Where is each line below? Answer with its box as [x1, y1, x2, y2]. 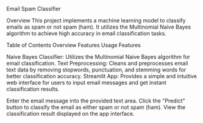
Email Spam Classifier [6, 5, 61, 12]
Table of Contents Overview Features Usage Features [6, 42, 141, 48]
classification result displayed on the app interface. [6, 110, 135, 117]
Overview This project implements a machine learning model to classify [6, 17, 186, 24]
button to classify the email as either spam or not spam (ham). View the [6, 104, 186, 111]
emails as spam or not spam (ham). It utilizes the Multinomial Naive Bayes [6, 24, 191, 30]
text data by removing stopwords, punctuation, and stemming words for [6, 66, 187, 73]
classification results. [6, 85, 60, 93]
